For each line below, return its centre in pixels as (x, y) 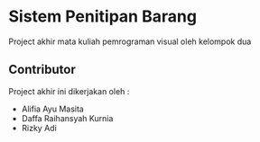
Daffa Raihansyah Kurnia (67, 118)
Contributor (42, 70)
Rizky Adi (39, 128)
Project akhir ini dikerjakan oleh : (69, 91)
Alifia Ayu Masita (53, 109)
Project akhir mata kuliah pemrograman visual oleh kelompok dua (130, 41)
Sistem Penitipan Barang (103, 17)
